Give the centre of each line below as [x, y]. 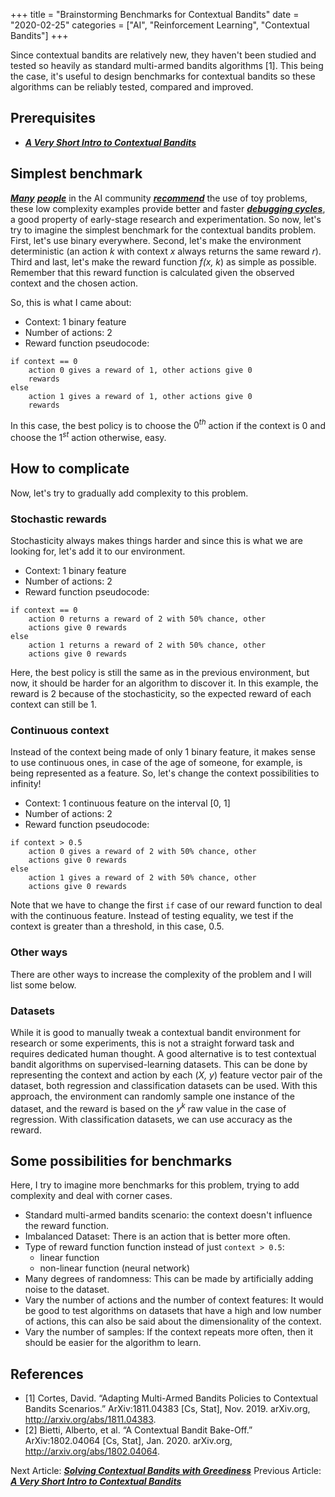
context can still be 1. [54, 705]
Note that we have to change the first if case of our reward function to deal [166, 905]
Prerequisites [53, 118]
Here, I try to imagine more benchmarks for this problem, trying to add [155, 1185]
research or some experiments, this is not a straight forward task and [152, 1043]
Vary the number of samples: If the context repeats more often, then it [168, 1332]
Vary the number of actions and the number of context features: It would [174, 1300]
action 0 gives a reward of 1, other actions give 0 [140, 370]
